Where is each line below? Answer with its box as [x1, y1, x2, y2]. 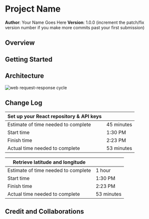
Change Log [5, 99, 43, 107]
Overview [5, 39, 35, 47]
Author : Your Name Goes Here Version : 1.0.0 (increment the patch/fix [5, 19, 144, 25]
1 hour [95, 167, 111, 174]
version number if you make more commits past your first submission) [5, 24, 145, 30]
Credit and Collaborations [5, 207, 84, 216]
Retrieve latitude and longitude [13, 159, 86, 166]
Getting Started [5, 55, 53, 64]
